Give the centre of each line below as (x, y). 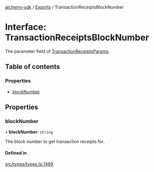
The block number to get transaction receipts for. (55, 142)
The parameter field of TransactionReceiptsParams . (57, 51)
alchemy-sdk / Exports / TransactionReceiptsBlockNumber (64, 7)
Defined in (16, 153)
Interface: (26, 27)
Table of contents (32, 67)
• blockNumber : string (29, 132)
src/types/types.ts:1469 (29, 164)
